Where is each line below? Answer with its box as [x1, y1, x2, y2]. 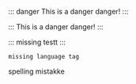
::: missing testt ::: [8, 37, 66, 47]
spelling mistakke [8, 67, 65, 76]
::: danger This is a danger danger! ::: [8, 7, 129, 16]
